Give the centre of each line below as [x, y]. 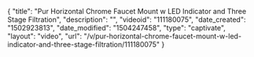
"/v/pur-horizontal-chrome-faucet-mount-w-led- [162, 36]
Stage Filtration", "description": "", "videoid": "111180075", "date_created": [127, 20]
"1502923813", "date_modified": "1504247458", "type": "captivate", [116, 28]
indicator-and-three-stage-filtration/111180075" [84, 45]
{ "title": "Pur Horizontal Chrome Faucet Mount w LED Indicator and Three [127, 11]
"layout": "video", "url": [45, 36]
